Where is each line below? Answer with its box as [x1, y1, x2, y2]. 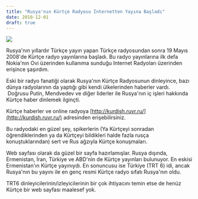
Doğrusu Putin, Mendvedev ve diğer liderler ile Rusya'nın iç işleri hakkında [7, 90, 189, 97]
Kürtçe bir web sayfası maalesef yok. [6, 186, 96, 193]
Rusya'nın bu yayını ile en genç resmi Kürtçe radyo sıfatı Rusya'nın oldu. [6, 168, 181, 175]
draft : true [6, 20, 35, 25]
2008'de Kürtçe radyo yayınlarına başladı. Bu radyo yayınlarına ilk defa [6, 53, 178, 60]
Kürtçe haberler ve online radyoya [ [6, 108, 93, 115]
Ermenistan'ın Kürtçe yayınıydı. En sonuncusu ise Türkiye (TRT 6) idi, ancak [6, 162, 190, 169]
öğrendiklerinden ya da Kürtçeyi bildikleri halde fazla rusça [6, 131, 150, 139]
